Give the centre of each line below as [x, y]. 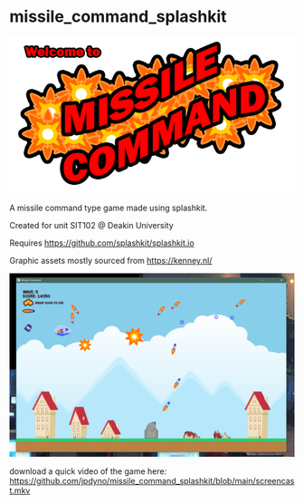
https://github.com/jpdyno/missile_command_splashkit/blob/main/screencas [152, 481]
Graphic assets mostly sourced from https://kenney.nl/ [111, 261]
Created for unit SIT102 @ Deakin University [91, 226]
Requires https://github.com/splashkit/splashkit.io [102, 243]
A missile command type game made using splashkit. [109, 208]
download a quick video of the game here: [88, 471]
